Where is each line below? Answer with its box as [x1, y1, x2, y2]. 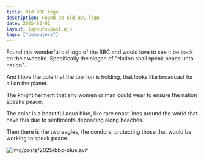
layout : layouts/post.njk [6, 26, 72, 32]
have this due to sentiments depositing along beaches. [6, 117, 144, 124]
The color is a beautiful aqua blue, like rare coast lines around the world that [6, 110, 198, 117]
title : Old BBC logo [6, 9, 59, 15]
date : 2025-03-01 [6, 20, 51, 26]
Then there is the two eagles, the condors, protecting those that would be [6, 128, 192, 136]
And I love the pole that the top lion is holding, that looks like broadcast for [6, 73, 194, 81]
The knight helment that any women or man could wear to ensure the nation [6, 92, 197, 99]
